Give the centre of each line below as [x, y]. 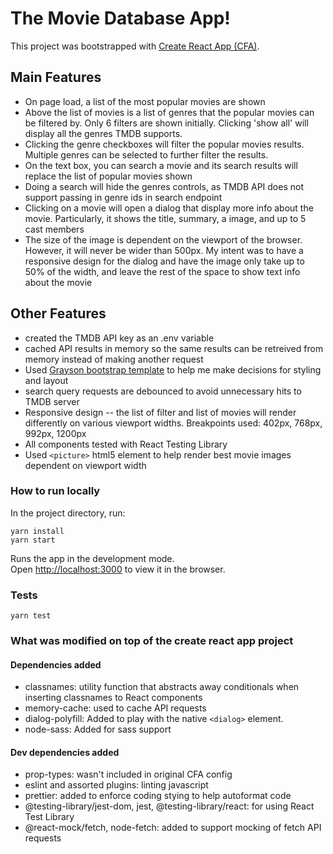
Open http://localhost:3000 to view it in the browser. [118, 569]
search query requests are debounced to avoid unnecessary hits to [163, 391]
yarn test [31, 616]
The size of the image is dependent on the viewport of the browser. [163, 239]
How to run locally [55, 491]
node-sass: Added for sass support [98, 729]
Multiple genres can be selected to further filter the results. [146, 154]
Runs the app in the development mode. [92, 558]
